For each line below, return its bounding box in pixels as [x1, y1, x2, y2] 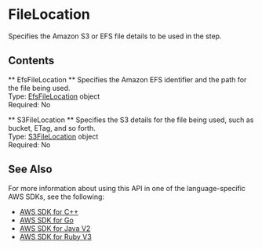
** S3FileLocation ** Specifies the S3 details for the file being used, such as [8, 115, 254, 125]
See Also [8, 163, 53, 176]
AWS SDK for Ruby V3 [19, 232, 92, 241]
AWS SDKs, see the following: [8, 192, 104, 201]
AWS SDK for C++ [19, 207, 78, 216]
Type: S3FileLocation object [8, 132, 99, 141]
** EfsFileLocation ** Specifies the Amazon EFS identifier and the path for [8, 74, 247, 84]
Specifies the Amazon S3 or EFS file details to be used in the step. [8, 31, 222, 41]
